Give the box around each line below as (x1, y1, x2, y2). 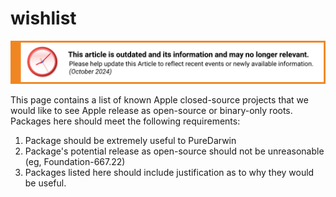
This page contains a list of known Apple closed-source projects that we (10, 93, 309, 106)
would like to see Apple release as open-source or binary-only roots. (10, 104, 293, 116)
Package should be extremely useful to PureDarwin (24, 134, 237, 146)
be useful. (24, 177, 67, 189)
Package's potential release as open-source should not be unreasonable (24, 145, 325, 157)
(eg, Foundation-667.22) (24, 155, 126, 167)
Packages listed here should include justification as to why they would (24, 166, 315, 178)
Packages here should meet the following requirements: (10, 115, 241, 127)
